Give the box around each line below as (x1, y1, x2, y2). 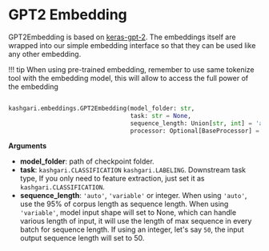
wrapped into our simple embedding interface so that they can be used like (8, 40, 256, 50)
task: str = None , (130, 111, 192, 119)
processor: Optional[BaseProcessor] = (130, 127, 260, 135)
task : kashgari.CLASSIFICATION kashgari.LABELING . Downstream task (19, 165, 247, 175)
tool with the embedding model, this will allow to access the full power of (8, 73, 249, 83)
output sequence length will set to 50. (19, 233, 145, 243)
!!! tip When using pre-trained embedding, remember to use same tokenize (8, 64, 255, 74)
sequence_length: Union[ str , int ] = (130, 119, 252, 128)
